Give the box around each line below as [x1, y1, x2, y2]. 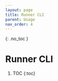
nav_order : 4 [5, 21, 33, 27]
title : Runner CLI [5, 12, 44, 17]
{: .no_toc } [5, 36, 28, 42]
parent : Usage [5, 17, 36, 22]
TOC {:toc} [12, 70, 36, 76]
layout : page [5, 7, 33, 13]
